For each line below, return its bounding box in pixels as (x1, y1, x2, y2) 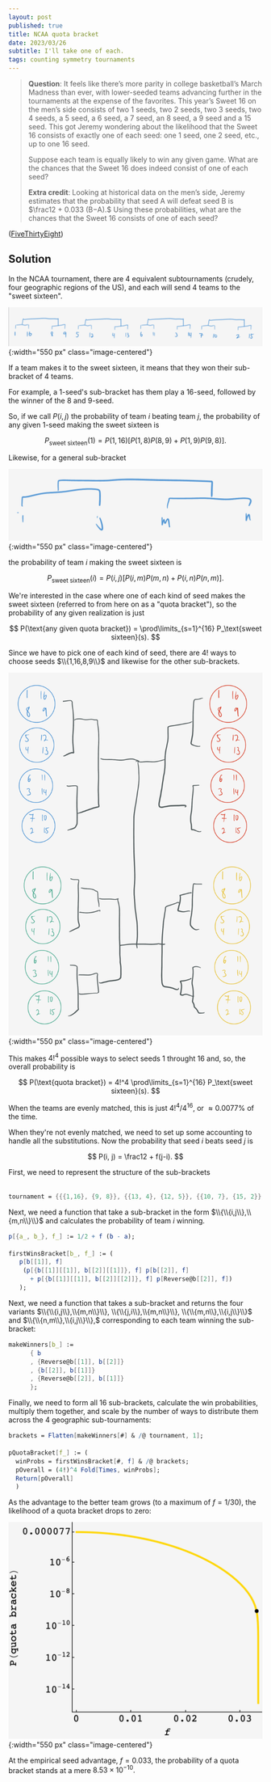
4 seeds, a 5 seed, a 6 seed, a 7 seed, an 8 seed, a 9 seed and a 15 (27, 113, 252, 123)
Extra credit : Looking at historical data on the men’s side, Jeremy (27, 188, 245, 197)
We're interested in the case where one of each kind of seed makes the (8, 590, 246, 600)
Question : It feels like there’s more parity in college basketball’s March (27, 79, 262, 88)
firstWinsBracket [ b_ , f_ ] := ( (8, 1249, 114, 1257)
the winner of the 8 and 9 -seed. (8, 395, 115, 405)
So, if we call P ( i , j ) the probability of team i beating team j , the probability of (8, 411, 261, 420)
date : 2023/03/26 (8, 39, 67, 47)
